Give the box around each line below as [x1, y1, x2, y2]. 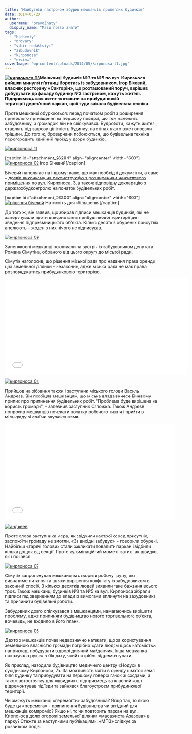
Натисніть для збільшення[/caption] [45, 200, 119, 206]
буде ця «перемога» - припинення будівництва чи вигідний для [5, 703, 137, 709]
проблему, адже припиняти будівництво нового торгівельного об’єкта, [5, 613, 153, 619]
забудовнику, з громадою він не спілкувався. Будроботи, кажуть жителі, [5, 120, 157, 127]
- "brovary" [9, 39, 34, 44]
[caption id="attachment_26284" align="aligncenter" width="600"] [5, 155, 140, 161]
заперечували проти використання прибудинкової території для [5, 215, 139, 220]
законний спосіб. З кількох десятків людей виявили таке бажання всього [5, 583, 158, 589]
